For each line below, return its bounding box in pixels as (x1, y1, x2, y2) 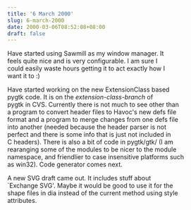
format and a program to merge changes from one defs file (7, 116, 178, 124)
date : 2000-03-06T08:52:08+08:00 (7, 23, 106, 30)
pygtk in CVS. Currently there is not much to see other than (7, 100, 180, 109)
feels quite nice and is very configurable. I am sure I (7, 57, 158, 66)
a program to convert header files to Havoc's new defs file (7, 108, 177, 116)
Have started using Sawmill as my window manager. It (7, 49, 164, 58)
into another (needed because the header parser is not (7, 123, 167, 131)
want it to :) (7, 72, 40, 80)
